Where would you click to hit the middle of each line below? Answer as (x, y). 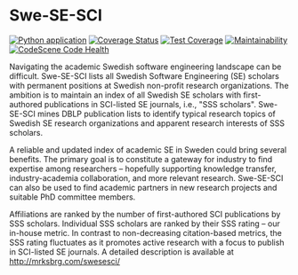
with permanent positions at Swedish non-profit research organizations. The (149, 85)
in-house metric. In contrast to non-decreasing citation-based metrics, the (146, 232)
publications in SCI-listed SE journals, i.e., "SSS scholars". (150, 104)
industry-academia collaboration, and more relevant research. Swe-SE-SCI (146, 177)
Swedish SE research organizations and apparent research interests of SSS (147, 123)
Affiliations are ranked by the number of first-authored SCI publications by (145, 214)
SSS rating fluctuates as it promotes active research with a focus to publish (147, 242)
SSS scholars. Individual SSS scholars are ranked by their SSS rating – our (145, 224)
